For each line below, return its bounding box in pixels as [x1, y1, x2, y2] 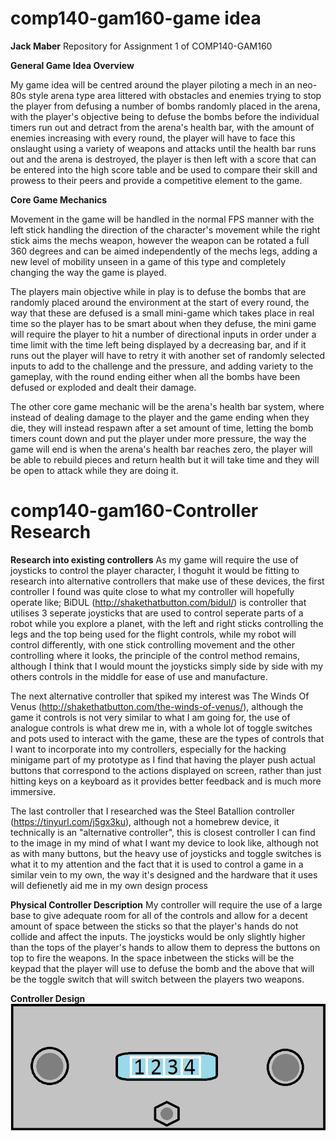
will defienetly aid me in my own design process [10, 879, 208, 891]
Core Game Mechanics [10, 193, 108, 206]
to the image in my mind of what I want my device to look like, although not [10, 837, 319, 849]
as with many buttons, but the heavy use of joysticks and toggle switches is [10, 847, 322, 859]
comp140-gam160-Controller [10, 500, 259, 522]
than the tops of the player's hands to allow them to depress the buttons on [10, 941, 321, 953]
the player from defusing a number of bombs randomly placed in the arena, [10, 100, 321, 112]
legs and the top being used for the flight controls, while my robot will [10, 628, 297, 640]
